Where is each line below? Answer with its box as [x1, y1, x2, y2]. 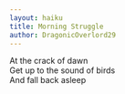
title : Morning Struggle [9, 22, 104, 31]
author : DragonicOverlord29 [9, 30, 117, 39]
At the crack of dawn [9, 56, 89, 67]
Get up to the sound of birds [9, 65, 116, 76]
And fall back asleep [9, 75, 87, 86]
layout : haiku [9, 13, 64, 23]
